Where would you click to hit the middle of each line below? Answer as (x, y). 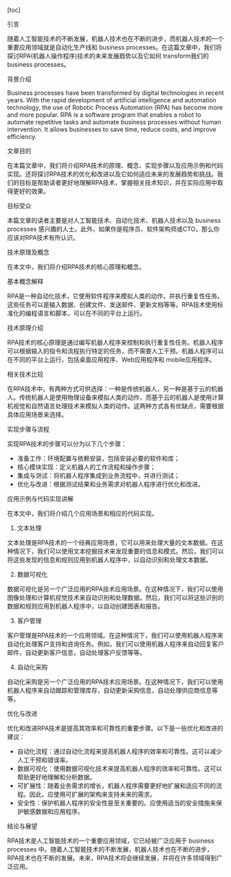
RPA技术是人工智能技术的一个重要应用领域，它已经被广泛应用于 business (111, 841)
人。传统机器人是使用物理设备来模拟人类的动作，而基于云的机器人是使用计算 (115, 397)
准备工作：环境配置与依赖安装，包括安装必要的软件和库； (98, 458)
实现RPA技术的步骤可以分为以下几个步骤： (67, 444)
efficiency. (22, 136)
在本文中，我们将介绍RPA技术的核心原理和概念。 (76, 267)
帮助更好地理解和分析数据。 (56, 777)
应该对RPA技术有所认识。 (43, 237)
